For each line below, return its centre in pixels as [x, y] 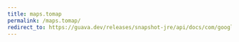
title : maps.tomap [34, 14]
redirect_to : [27, 27]
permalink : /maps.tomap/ [44, 21]
